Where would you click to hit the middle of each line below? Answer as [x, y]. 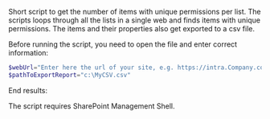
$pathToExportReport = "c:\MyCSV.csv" [70, 75]
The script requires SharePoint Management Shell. [92, 106]
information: [29, 53]
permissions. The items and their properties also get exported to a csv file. [132, 29]
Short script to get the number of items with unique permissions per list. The [135, 12]
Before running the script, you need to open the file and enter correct [123, 44]
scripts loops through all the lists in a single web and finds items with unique [135, 20]
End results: [28, 90]
